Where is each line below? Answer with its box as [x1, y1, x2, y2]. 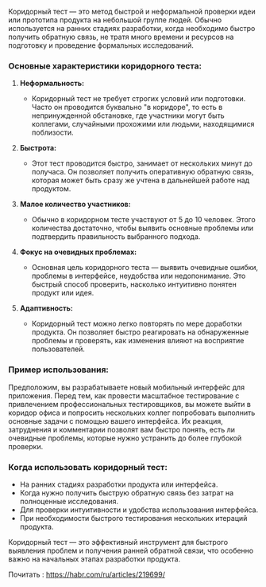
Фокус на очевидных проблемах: [19, 247, 137, 257]
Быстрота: [19, 143, 57, 153]
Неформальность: [19, 79, 85, 88]
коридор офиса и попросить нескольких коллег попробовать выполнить [8, 408, 256, 417]
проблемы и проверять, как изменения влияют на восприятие [31, 336, 245, 346]
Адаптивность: [19, 303, 73, 313]
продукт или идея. [31, 288, 94, 298]
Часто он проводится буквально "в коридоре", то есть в [31, 103, 223, 112]
